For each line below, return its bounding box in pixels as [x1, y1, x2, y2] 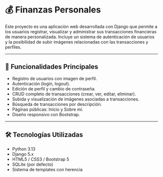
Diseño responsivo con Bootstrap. [12, 111, 80, 117]
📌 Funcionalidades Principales [5, 63, 98, 71]
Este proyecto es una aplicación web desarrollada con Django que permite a [5, 23, 158, 29]
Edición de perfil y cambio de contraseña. [12, 86, 96, 91]
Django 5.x [12, 151, 34, 157]
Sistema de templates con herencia [12, 166, 83, 172]
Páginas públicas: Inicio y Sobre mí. [12, 106, 83, 112]
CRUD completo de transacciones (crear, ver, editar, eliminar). [12, 91, 136, 97]
